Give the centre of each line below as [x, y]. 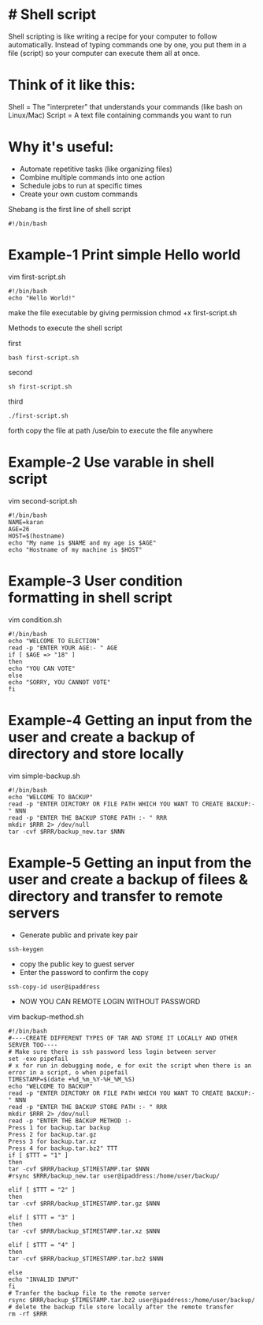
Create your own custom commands [78, 194]
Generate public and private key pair [79, 935]
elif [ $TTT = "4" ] [42, 1245]
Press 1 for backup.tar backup [59, 1128]
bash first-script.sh [44, 357]
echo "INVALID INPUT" [44, 1279]
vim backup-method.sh [46, 1016]
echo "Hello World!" [42, 298]
